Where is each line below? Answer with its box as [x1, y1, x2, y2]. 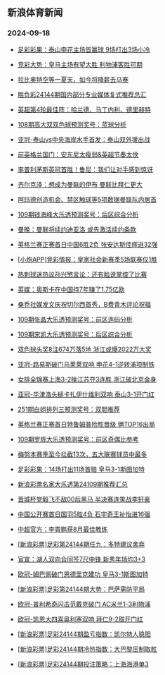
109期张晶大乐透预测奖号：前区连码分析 [17, 315, 133, 323]
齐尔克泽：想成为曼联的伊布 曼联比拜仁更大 [17, 180, 143, 188]
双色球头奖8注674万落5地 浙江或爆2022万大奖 [17, 345, 152, 353]
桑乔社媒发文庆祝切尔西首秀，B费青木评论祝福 [17, 300, 151, 308]
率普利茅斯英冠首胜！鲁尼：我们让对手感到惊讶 [17, 165, 153, 174]
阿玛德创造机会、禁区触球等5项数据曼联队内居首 [17, 195, 157, 203]
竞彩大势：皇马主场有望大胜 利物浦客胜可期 [17, 60, 143, 68]
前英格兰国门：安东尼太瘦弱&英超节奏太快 [17, 150, 139, 159]
